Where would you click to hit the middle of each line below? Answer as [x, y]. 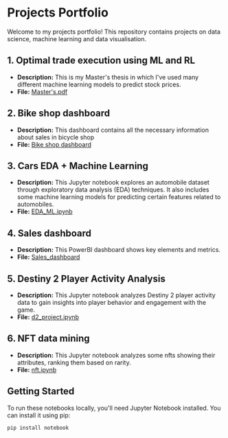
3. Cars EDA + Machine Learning [78, 166]
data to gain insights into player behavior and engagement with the [112, 302]
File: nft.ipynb [37, 369]
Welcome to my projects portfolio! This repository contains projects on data [114, 32]
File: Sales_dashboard [48, 257]
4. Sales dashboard [49, 233]
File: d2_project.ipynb [48, 317]
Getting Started [41, 392]
